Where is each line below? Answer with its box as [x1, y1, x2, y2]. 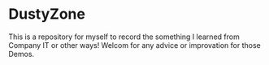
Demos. [8, 49, 35, 58]
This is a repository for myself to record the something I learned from [8, 32, 240, 41]
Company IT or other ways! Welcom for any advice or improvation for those [8, 40, 262, 50]
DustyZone [8, 5, 85, 24]
